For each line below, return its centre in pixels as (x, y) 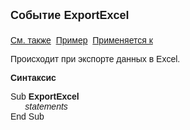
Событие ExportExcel (70, 15)
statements (46, 106)
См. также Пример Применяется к (81, 40)
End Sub (27, 116)
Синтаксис (33, 77)
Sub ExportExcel (45, 96)
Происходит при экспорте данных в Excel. (95, 59)
